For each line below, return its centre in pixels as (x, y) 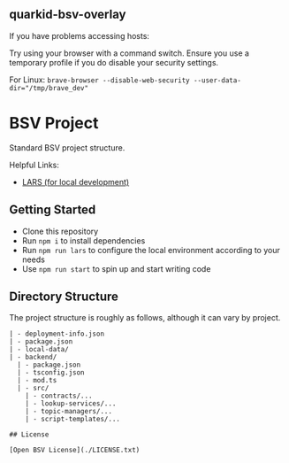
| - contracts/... (59, 396)
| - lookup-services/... (71, 404)
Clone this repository (60, 231)
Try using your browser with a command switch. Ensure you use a (129, 53)
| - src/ (33, 389)
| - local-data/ (39, 350)
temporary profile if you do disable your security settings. (114, 62)
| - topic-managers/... (69, 412)
